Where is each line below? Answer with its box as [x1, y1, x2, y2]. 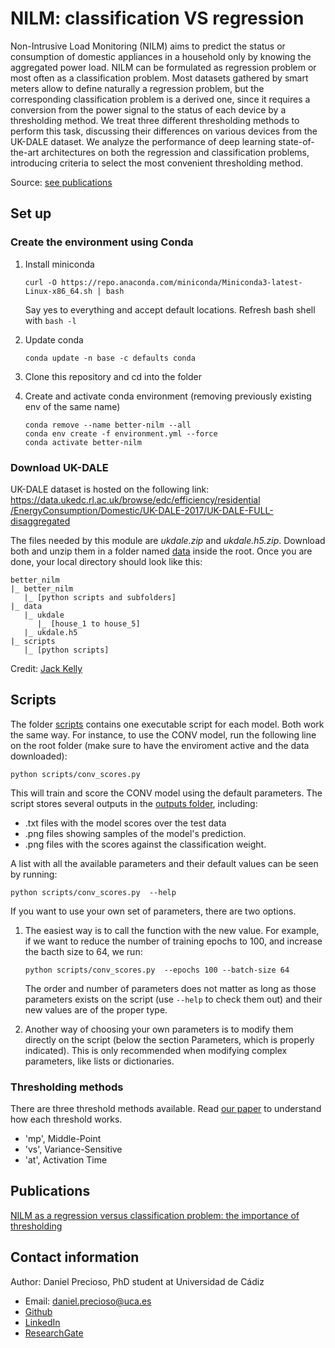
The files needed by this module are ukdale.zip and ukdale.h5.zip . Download [10, 534, 326, 546]
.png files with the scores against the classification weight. [24, 838, 267, 850]
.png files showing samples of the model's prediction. [24, 827, 247, 839]
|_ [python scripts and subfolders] [23, 592, 177, 602]
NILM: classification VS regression [10, 7, 305, 30]
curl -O [24, 277, 57, 287]
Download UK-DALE [10, 460, 109, 474]
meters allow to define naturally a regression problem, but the [10, 82, 265, 94]
